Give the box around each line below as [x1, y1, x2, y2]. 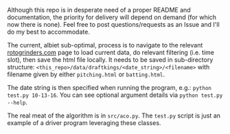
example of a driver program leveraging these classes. [7, 119, 161, 126]
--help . [7, 98, 27, 106]
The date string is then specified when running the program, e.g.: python [7, 84, 211, 91]
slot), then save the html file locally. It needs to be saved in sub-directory [7, 56, 214, 64]
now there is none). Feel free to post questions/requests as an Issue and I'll [7, 21, 220, 28]
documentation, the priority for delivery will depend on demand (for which [7, 13, 217, 21]
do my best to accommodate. [7, 27, 91, 36]
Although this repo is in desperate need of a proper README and [7, 6, 191, 14]
